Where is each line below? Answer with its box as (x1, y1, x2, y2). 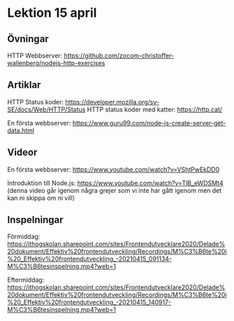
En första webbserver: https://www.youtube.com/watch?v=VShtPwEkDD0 (7, 165, 220, 173)
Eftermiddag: (7, 275, 45, 285)
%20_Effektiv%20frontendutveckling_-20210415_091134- (7, 254, 173, 264)
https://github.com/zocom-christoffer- (64, 51, 175, 60)
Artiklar (7, 79, 41, 91)
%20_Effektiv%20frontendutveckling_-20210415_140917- (7, 298, 172, 306)
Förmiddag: (7, 233, 41, 241)
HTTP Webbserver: (7, 51, 63, 60)
